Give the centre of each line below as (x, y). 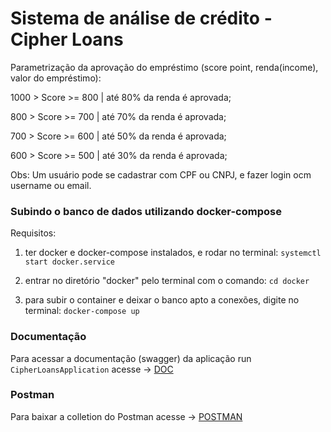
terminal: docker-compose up (82, 311)
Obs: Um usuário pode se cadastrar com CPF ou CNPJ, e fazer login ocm (161, 174)
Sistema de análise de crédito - (141, 18)
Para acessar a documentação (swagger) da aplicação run (131, 358)
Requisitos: (33, 233)
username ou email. (51, 185)
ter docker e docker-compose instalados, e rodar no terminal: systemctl (173, 253)
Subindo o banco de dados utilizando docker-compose (146, 211)
